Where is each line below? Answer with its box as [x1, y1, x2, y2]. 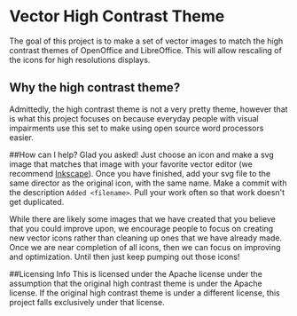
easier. [9, 131, 34, 143]
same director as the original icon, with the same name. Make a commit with [9, 178, 287, 188]
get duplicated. [9, 196, 65, 207]
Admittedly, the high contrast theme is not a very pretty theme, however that [9, 104, 288, 115]
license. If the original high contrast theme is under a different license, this [9, 287, 281, 298]
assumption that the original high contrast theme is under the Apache [9, 278, 263, 288]
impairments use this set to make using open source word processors [9, 122, 264, 133]
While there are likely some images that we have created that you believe [9, 213, 277, 224]
